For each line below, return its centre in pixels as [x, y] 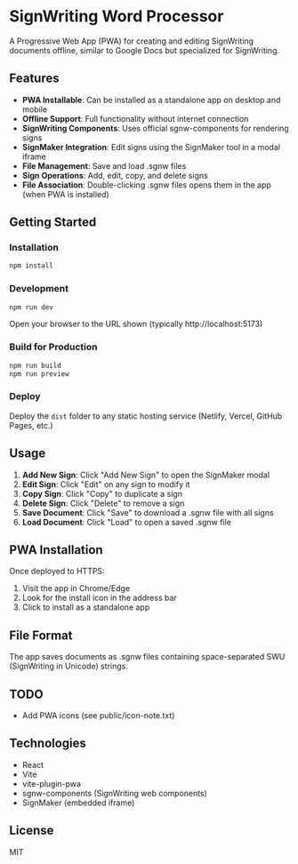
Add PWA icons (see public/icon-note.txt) [98, 716]
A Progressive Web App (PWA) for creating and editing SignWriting [132, 41]
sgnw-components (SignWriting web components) [114, 793]
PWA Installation [56, 550]
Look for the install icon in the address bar [100, 598]
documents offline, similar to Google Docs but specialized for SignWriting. [145, 50]
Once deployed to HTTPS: [57, 572]
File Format [41, 635]
